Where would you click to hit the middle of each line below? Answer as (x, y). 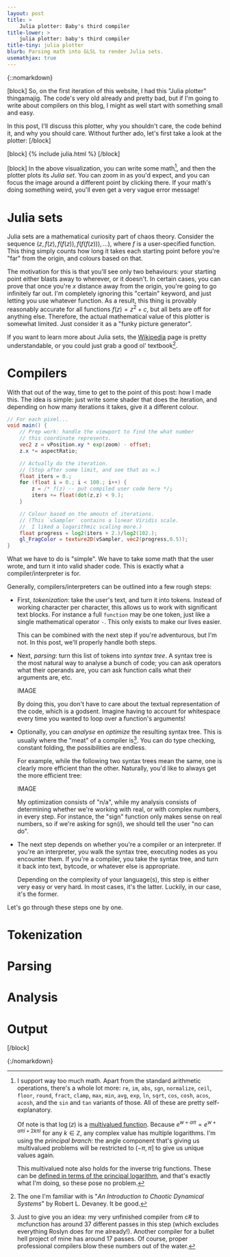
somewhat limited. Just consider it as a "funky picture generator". (100, 324)
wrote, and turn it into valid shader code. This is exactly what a (95, 567)
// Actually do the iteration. (64, 463)
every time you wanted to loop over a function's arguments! (101, 719)
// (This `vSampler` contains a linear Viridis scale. (99, 520)
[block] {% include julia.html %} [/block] (64, 153)
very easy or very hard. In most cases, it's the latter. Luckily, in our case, (119, 886)
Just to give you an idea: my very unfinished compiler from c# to (108, 1217)
